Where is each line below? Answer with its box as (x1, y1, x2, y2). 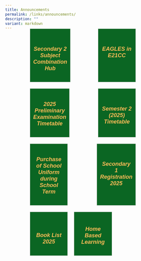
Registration (100, 173, 133, 180)
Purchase (36, 156, 62, 163)
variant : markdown (5, 21, 43, 26)
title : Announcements (5, 7, 50, 12)
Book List (36, 231, 62, 238)
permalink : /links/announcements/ (5, 12, 76, 17)
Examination (33, 113, 67, 120)
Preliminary (34, 107, 65, 114)
